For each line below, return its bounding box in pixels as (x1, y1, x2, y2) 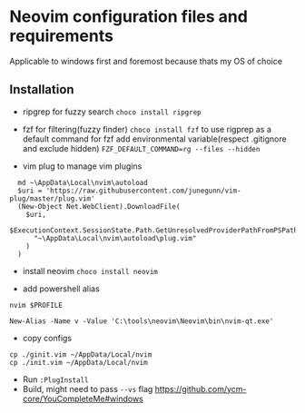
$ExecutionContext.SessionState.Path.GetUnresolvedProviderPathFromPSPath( (9, 225, 302, 235)
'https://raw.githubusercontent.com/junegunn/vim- (45, 186, 242, 195)
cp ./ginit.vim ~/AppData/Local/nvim (9, 349, 152, 359)
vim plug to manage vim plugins (22, 161, 143, 172)
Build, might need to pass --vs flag (22, 383, 153, 394)
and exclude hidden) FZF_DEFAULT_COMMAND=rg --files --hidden (22, 143, 261, 153)
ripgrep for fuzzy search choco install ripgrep (22, 106, 202, 117)
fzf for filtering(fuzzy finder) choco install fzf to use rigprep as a (22, 123, 272, 134)
